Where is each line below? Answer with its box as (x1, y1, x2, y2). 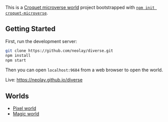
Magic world (12, 111, 39, 117)
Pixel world (12, 105, 36, 112)
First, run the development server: (5, 38, 77, 44)
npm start (5, 57, 27, 63)
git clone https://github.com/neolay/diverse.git (5, 48, 114, 53)
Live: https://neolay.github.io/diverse (5, 77, 83, 83)
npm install (5, 53, 31, 58)
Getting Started (5, 25, 56, 33)
